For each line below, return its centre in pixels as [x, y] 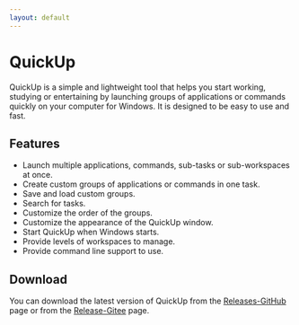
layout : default [40, 18]
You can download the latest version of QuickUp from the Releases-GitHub [148, 301]
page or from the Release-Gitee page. [79, 311]
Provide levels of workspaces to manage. [99, 242]
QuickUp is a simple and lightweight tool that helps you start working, [138, 87]
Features [35, 143]
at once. [38, 175]
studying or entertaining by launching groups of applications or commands [147, 96]
